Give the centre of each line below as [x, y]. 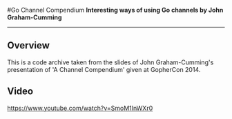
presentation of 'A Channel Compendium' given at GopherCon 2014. [104, 69]
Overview [29, 45]
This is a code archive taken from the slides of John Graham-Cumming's [110, 62]
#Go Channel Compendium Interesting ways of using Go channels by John [115, 10]
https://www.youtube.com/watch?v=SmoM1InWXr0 [80, 108]
